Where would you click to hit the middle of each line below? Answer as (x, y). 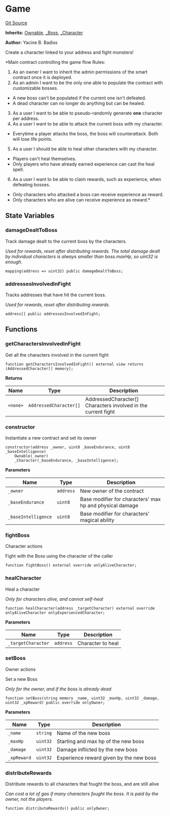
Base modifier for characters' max (120, 499)
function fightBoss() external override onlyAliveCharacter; (71, 565)
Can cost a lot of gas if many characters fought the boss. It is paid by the (82, 794)
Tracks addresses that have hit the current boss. (56, 295)
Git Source (16, 23)
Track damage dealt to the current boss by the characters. (66, 241)
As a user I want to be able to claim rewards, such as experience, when (87, 179)
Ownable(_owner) (32, 456)
